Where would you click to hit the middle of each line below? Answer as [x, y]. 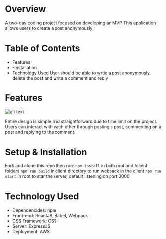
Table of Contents [43, 48]
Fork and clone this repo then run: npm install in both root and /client [76, 165]
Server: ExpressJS [31, 226]
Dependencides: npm [34, 210]
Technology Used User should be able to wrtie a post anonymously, [82, 73]
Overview [26, 9]
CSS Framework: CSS [34, 221]
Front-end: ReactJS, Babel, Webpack [50, 215]
